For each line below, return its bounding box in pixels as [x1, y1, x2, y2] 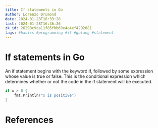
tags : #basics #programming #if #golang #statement [5, 30, 114, 35]
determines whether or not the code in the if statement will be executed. [5, 78, 153, 84]
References [5, 114, 53, 126]
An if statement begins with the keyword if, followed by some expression [5, 68, 154, 74]
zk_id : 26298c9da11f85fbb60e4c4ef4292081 [5, 26, 92, 31]
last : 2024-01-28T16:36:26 [5, 21, 61, 26]
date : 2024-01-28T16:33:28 [5, 16, 61, 21]
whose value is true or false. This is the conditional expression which [5, 73, 146, 79]
